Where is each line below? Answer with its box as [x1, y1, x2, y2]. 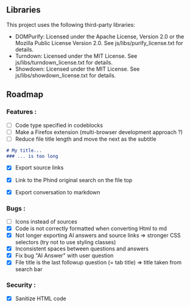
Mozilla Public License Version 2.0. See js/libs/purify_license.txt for [15, 39, 184, 46]
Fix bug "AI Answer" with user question [15, 252, 114, 259]
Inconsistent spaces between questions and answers [15, 245, 149, 252]
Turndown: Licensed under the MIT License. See [15, 52, 138, 60]
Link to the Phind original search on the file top [15, 176, 133, 183]
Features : [6, 108, 37, 116]
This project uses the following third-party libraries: [6, 21, 135, 28]
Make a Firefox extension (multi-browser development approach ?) [15, 128, 183, 136]
